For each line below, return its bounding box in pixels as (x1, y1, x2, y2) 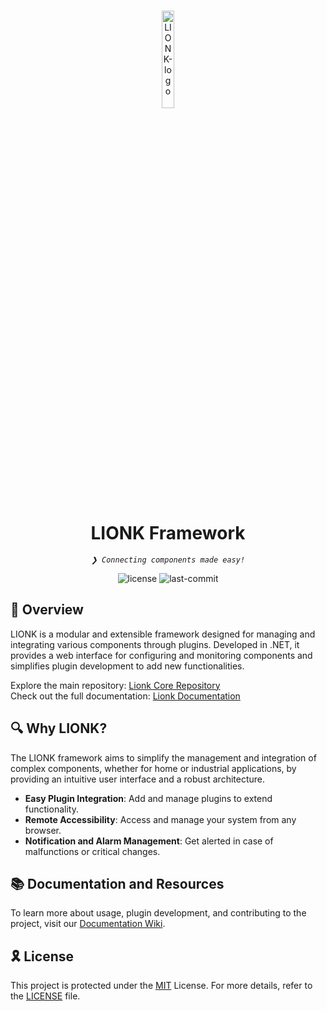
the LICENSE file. (10, 990, 81, 1002)
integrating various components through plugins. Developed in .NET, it (10, 638, 300, 650)
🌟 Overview (10, 601, 84, 619)
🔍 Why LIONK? (10, 720, 108, 737)
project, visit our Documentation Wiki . (10, 918, 166, 930)
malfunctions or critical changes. (24, 845, 161, 857)
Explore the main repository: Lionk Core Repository (10, 679, 221, 691)
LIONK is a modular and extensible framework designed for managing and (10, 628, 316, 640)
